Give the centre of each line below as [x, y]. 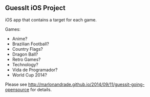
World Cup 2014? [30, 75]
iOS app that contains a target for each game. [51, 19]
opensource [17, 89]
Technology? [25, 64]
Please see [16, 84]
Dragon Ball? [25, 54]
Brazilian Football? [31, 44]
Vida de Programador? [35, 70]
